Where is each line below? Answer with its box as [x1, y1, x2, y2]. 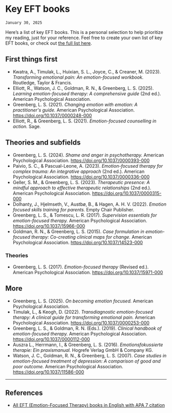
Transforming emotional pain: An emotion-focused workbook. [12, 74, 144, 80]
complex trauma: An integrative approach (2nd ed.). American [12, 168, 145, 174]
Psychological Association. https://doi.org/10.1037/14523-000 [12, 239, 143, 245]
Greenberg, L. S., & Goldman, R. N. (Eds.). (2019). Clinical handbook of [12, 325, 162, 331]
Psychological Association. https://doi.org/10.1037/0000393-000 [12, 157, 150, 164]
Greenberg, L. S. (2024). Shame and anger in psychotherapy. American [12, 152, 164, 158]
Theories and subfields [5, 138, 81, 147]
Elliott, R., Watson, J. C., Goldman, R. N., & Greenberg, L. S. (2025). [12, 85, 154, 91]
